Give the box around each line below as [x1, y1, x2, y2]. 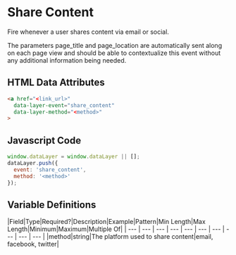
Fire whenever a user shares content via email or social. [7, 27, 169, 36]
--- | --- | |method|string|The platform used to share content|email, [18, 232, 213, 241]
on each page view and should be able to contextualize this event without [7, 49, 221, 57]
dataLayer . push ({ [7, 159, 58, 166]
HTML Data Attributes [7, 77, 106, 89]
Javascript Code [7, 135, 82, 147]
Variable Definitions [7, 199, 97, 211]
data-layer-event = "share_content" [13, 101, 115, 109]
